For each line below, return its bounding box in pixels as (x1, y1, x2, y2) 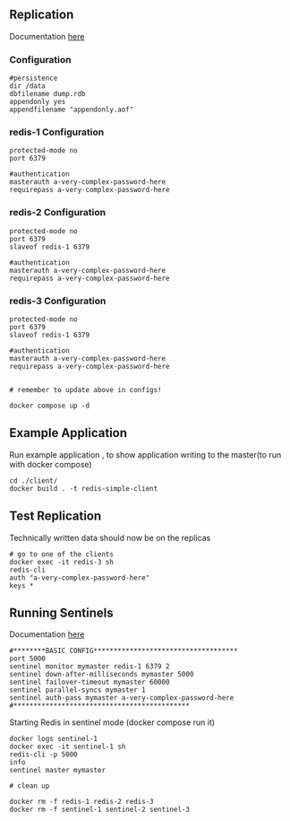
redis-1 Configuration (9, 126, 105, 138)
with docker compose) (9, 459, 92, 469)
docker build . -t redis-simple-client (9, 484, 158, 493)
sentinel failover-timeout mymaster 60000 (9, 677, 170, 687)
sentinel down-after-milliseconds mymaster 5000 (9, 670, 194, 679)
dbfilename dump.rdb (9, 90, 87, 99)
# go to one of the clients (9, 549, 115, 559)
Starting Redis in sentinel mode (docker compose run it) (9, 717, 216, 728)
